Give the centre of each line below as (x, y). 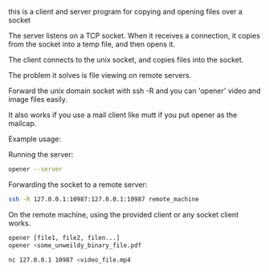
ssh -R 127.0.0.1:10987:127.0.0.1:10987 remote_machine (104, 199)
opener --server (35, 169)
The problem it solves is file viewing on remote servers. (100, 75)
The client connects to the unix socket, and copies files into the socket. (126, 60)
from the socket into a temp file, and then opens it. (92, 44)
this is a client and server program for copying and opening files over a (126, 12)
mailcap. (22, 123)
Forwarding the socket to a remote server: (78, 185)
